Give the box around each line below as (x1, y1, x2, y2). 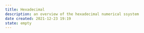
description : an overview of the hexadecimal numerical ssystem (5, 12, 139, 16)
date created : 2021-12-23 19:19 (5, 16, 71, 21)
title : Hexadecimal (5, 7, 45, 12)
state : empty (5, 20, 32, 26)
